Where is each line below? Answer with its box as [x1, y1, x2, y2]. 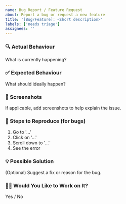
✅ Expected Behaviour [5, 69, 62, 76]
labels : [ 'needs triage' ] [5, 21, 60, 27]
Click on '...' [12, 135, 37, 141]
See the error [12, 145, 40, 151]
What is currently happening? [5, 57, 67, 63]
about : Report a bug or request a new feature [5, 12, 105, 17]
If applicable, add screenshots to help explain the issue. [5, 105, 121, 111]
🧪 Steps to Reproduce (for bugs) [5, 117, 86, 125]
